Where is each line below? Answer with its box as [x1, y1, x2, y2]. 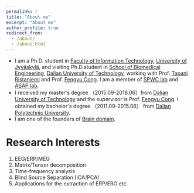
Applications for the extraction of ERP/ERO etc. [14, 180, 128, 187]
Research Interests [6, 136, 100, 149]
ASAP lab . [14, 82, 39, 89]
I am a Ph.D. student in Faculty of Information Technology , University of [14, 57, 188, 64]
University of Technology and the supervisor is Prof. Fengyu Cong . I [14, 95, 179, 102]
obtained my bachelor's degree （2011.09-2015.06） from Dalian [14, 102, 171, 109]
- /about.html [11, 42, 46, 47]
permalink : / [6, 8, 38, 15]
